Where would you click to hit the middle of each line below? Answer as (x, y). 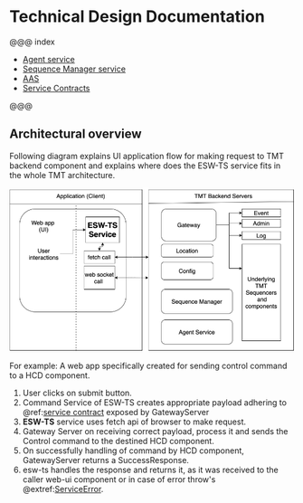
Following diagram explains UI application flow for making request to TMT (147, 156)
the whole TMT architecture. (62, 175)
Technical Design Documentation (137, 17)
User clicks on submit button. (77, 393)
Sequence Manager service (74, 69)
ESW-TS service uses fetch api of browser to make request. (134, 422)
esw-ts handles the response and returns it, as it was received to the (150, 470)
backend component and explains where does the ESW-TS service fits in (145, 166)
